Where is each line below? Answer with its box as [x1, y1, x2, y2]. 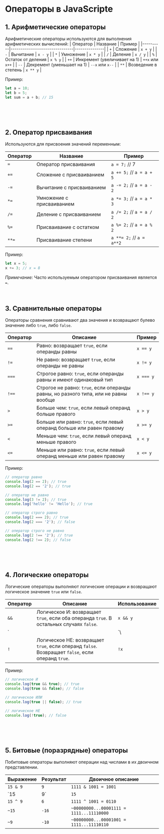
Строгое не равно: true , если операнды [36, 384, 131, 391]
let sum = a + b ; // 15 [5, 95, 54, 100]
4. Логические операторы [5, 570, 89, 579]
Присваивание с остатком [36, 224, 99, 230]
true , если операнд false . [36, 643, 98, 650]
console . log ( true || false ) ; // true [5, 699, 82, 704]
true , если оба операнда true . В [36, 615, 112, 622]
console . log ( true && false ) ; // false [5, 686, 84, 691]
